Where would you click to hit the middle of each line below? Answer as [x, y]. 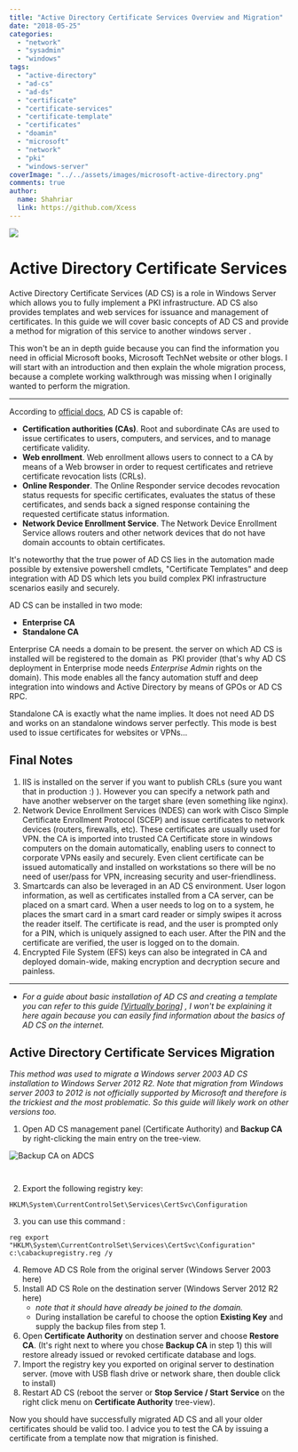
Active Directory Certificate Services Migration [142, 1052]
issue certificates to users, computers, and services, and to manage [146, 438]
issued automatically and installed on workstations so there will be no [149, 867]
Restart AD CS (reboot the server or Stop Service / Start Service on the [153, 1392]
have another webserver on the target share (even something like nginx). [155, 801]
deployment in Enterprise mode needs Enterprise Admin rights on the [136, 667]
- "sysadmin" [41, 51]
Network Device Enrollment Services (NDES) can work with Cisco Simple [155, 810]
